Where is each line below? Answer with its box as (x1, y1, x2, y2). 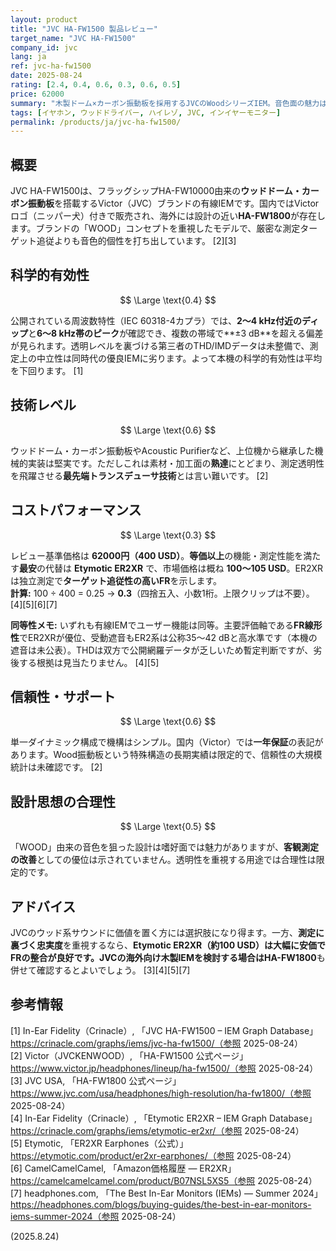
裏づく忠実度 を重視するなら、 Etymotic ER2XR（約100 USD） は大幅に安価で (10, 939, 327, 951)
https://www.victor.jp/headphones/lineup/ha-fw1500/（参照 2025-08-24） (10, 1062, 319, 1074)
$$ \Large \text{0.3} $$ (119, 529, 217, 541)
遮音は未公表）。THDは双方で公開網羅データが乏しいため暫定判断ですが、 (10, 644, 314, 656)
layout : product (10, 14, 78, 25)
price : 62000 (10, 89, 65, 99)
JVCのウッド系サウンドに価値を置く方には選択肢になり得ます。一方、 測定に (10, 926, 325, 938)
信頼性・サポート (10, 688, 116, 705)
